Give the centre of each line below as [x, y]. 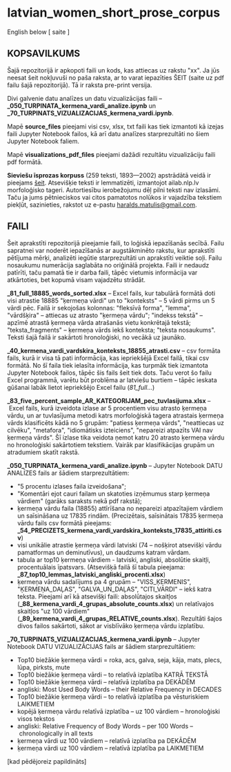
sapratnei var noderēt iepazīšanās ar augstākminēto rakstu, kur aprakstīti [111, 250]
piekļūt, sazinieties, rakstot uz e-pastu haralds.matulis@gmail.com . [102, 205]
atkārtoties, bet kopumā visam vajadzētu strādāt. [77, 280]
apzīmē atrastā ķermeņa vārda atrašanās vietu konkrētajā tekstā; [99, 322]
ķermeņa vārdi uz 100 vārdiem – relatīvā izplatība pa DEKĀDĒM [107, 740]
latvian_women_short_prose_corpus [114, 13]
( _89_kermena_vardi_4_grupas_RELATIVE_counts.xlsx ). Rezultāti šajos [120, 618]
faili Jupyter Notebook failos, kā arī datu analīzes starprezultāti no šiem [108, 133]
